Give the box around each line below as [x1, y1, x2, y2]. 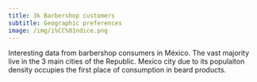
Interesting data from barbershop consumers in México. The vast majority [8, 49, 250, 58]
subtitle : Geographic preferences [8, 19, 123, 27]
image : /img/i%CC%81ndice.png [8, 26, 109, 34]
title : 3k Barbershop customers [8, 11, 115, 20]
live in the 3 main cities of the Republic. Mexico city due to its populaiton [8, 57, 245, 66]
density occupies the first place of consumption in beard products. [8, 65, 227, 75]
